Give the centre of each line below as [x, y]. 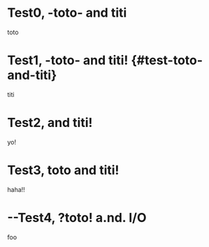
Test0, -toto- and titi [67, 13]
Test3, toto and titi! [63, 170]
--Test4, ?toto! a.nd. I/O [77, 217]
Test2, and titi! [50, 123]
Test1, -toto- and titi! [68, 60]
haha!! [16, 189]
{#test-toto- [167, 60]
